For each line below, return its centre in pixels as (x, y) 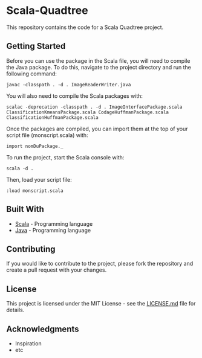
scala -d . (20, 168)
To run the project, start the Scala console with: (65, 157)
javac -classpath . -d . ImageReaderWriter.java (69, 85)
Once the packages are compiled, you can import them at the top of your (97, 129)
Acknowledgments (43, 329)
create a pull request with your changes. (57, 270)
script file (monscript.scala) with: (47, 135)
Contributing (31, 249)
